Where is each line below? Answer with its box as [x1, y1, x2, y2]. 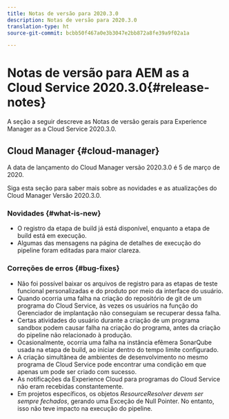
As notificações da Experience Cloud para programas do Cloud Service [17, 375, 221, 383]
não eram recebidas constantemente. [17, 382, 124, 391]
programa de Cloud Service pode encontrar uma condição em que [17, 360, 207, 369]
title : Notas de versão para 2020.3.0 [7, 10, 119, 17]
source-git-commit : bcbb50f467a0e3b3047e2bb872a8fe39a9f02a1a [7, 29, 190, 37]
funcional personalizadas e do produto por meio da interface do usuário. [17, 286, 223, 295]
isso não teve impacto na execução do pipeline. [17, 404, 153, 412]
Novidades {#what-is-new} [7, 208, 101, 218]
